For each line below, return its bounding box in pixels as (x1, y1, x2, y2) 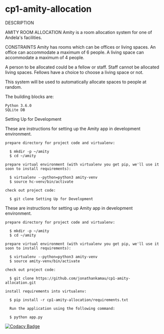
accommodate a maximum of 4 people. (5, 54, 84, 60)
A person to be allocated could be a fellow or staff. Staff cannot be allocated (5, 64, 160, 70)
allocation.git (5, 280, 36, 285)
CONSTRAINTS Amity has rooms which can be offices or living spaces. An (5, 44, 156, 50)
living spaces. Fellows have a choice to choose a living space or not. (5, 69, 144, 75)
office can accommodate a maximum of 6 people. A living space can (5, 49, 144, 55)
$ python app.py (9, 314, 43, 320)
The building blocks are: (5, 94, 54, 100)
